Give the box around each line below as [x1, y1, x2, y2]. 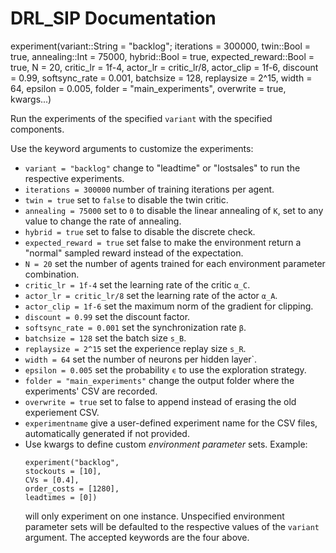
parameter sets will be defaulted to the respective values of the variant [24, 520, 320, 532]
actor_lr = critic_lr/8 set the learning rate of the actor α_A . [24, 289, 278, 301]
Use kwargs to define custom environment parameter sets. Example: [24, 438, 308, 450]
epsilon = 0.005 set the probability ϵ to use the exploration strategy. [24, 363, 307, 376]
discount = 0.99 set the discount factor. [24, 310, 191, 322]
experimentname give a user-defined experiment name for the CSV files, [24, 417, 318, 429]
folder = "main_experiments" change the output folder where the [24, 374, 295, 386]
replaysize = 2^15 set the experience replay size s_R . [24, 342, 247, 354]
